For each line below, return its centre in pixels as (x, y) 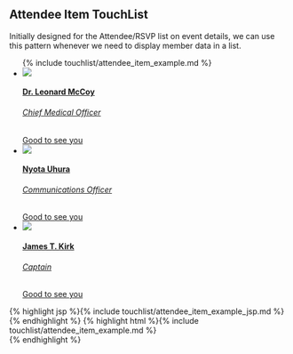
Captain (36, 267)
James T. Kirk (48, 246)
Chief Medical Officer (61, 112)
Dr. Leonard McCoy (58, 92)
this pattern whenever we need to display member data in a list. (125, 45)
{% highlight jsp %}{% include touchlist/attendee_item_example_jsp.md (140, 311)
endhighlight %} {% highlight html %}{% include (111, 321)
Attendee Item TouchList (79, 15)
